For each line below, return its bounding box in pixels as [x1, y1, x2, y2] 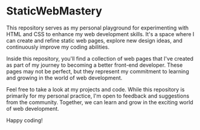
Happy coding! [6, 116, 44, 124]
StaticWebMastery [6, 4, 103, 18]
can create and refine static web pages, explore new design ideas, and [6, 37, 183, 44]
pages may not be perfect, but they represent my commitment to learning [6, 67, 189, 75]
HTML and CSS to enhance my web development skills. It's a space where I [6, 30, 195, 37]
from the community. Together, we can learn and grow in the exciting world [6, 98, 193, 106]
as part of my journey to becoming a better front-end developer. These [6, 61, 183, 69]
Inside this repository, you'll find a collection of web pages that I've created [6, 55, 194, 62]
